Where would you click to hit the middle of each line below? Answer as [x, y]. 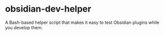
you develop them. [24, 27]
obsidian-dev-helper [48, 9]
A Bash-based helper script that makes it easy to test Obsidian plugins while [82, 22]
